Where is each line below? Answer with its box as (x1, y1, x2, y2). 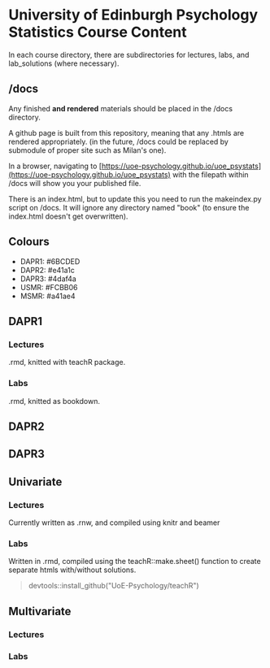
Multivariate (8, 604, 72, 618)
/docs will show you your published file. (8, 178, 142, 188)
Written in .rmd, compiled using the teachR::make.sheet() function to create (8, 557, 262, 566)
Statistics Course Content (8, 23, 187, 41)
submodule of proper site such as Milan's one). (8, 145, 167, 155)
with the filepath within (172, 169, 250, 180)
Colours (8, 235, 50, 249)
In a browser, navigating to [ (8, 161, 102, 171)
